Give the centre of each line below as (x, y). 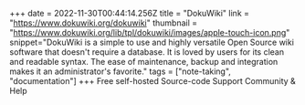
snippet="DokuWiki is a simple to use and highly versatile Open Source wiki (152, 42)
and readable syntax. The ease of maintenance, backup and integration (144, 62)
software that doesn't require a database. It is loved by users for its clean (147, 52)
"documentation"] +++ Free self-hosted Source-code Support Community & (153, 81)
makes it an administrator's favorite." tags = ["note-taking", (120, 71)
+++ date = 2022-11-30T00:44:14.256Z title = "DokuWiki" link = (129, 13)
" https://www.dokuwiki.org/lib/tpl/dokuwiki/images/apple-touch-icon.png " (150, 32)
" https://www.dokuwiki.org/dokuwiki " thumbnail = (104, 23)
